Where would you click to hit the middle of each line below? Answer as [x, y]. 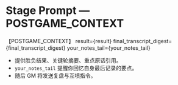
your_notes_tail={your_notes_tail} [109, 48]
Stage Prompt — [48, 11]
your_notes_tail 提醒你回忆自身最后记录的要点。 [76, 68]
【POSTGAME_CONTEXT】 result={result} [59, 41]
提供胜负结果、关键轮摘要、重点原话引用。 [68, 60]
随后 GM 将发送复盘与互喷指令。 [55, 75]
